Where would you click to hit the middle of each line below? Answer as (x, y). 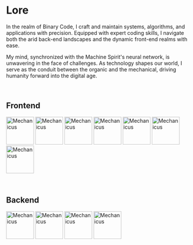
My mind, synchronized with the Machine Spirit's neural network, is (88, 57)
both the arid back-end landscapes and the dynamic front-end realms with (97, 39)
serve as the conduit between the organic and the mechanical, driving (91, 69)
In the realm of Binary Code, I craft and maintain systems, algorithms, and (96, 27)
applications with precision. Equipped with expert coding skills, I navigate (95, 32)
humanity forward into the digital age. (52, 76)
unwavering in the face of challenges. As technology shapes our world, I (94, 63)
